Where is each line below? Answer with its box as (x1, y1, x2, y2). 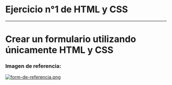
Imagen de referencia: (5, 62, 61, 70)
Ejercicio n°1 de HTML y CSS (5, 4, 128, 15)
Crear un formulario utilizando (5, 33, 137, 45)
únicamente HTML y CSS (5, 45, 114, 56)
